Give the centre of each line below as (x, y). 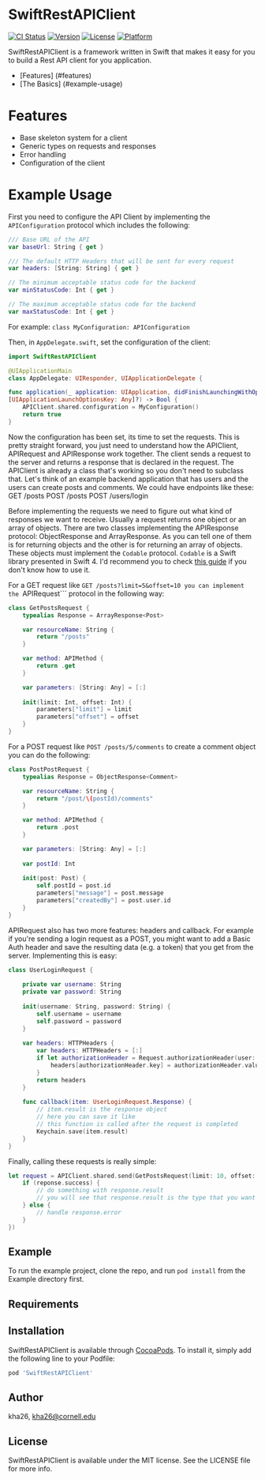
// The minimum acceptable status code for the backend (102, 283)
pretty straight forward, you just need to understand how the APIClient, (123, 445)
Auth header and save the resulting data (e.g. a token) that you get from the (131, 947)
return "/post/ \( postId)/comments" (95, 798)
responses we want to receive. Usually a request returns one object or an (127, 519)
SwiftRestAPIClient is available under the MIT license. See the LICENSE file (129, 1460)
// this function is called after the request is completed (137, 1124)
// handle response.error (79, 1212)
